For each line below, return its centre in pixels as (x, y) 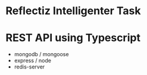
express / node (33, 61)
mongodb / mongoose (41, 54)
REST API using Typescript (73, 38)
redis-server (29, 67)
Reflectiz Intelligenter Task (73, 11)
